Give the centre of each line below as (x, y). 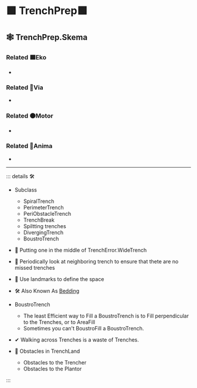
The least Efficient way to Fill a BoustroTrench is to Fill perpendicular (106, 316)
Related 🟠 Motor (30, 116)
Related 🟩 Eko (26, 57)
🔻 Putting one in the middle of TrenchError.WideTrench (81, 250)
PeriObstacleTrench (47, 213)
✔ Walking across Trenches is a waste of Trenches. (77, 339)
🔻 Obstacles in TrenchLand (47, 351)
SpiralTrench (39, 201)
